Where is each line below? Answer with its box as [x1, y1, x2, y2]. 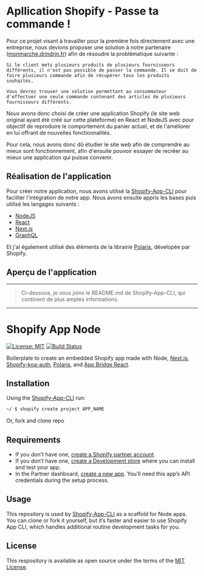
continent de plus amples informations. [21, 296, 119, 303]
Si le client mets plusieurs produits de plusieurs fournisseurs [6, 62, 175, 68]
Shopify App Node [6, 322, 101, 336]
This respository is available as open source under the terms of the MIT [6, 557, 185, 564]
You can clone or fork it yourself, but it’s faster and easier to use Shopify [6, 517, 187, 524]
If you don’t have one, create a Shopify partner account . [15, 451, 156, 458]
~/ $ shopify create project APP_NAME [6, 406, 104, 412]
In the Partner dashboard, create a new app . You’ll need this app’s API [15, 470, 190, 477]
